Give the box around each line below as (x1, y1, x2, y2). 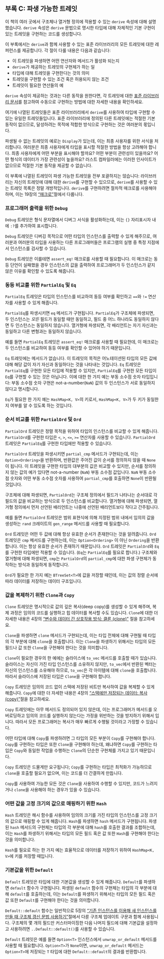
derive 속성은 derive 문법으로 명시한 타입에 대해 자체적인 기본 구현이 (23, 24, 155, 30)
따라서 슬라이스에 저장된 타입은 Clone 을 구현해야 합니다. (5, 673, 112, 679)
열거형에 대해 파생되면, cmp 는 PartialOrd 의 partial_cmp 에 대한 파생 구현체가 (5, 555, 152, 561)
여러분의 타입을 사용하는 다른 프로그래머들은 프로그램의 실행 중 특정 (18, 240, 146, 245)
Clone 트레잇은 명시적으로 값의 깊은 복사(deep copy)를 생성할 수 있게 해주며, (5, 604, 152, 609)
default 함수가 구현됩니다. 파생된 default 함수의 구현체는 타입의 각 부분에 (10, 885, 152, 890)
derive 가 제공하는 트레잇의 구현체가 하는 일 (12, 64, 95, 70)
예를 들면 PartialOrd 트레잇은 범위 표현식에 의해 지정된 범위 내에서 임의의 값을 (5, 514, 155, 520)
